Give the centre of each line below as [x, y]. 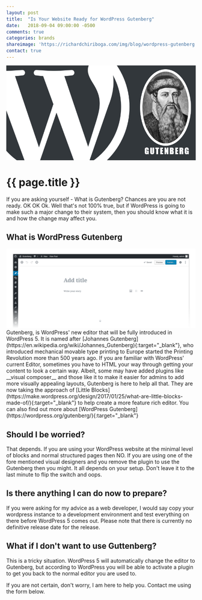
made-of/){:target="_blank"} [41, 403]
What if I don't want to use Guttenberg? [81, 546]
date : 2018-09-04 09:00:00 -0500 [51, 25]
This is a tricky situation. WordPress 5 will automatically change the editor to [101, 560]
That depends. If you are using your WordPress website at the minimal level [100, 449]
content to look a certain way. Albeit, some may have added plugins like [95, 371]
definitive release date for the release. [53, 527]
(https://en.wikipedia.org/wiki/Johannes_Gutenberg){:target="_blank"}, [94, 345]
